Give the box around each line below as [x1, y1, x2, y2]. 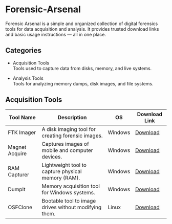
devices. [41, 153, 62, 160]
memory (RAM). [41, 174, 80, 181]
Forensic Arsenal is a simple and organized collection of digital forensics [5, 20, 158, 27]
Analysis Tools [12, 75, 44, 81]
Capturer [8, 171, 30, 178]
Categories [5, 46, 42, 55]
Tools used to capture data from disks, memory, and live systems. [12, 65, 152, 71]
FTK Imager [8, 129, 36, 136]
